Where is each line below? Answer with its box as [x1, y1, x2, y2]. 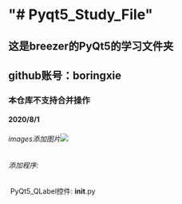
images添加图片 [8, 134, 61, 144]
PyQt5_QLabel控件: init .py [10, 186, 96, 196]
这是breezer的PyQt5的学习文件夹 [8, 39, 174, 53]
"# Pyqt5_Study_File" [8, 6, 153, 24]
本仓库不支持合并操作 [8, 94, 90, 105]
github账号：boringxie [8, 69, 122, 82]
